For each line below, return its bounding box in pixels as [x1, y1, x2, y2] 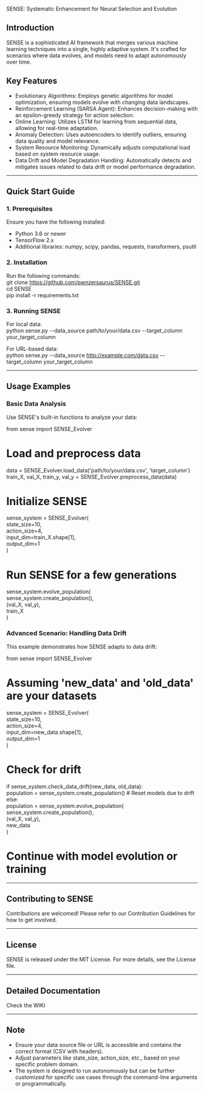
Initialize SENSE [6, 494, 87, 508]
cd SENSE [6, 285, 32, 292]
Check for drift [6, 762, 81, 776]
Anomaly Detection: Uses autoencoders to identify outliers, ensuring [15, 131, 187, 138]
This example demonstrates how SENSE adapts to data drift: [6, 643, 157, 650]
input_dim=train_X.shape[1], [6, 534, 76, 541]
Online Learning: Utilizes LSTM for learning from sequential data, [15, 118, 178, 125]
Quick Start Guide [6, 187, 75, 197]
